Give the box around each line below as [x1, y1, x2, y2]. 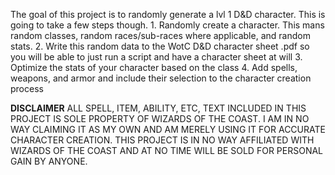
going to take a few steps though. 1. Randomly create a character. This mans [10, 19, 325, 31]
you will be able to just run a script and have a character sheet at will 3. [10, 51, 303, 63]
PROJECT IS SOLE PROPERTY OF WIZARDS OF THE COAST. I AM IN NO [10, 113, 310, 124]
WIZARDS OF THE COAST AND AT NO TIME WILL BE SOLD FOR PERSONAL [10, 145, 324, 156]
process [10, 83, 44, 94]
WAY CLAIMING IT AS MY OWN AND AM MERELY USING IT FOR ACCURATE [10, 124, 326, 135]
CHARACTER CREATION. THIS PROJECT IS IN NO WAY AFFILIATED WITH [10, 134, 315, 146]
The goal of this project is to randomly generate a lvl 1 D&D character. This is [10, 9, 326, 20]
